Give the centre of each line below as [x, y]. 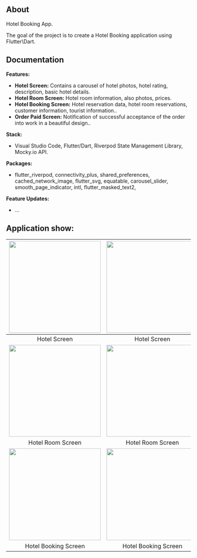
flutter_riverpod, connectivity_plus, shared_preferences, [82, 174]
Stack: [14, 134]
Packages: [19, 163]
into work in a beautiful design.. [52, 123]
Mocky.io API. [31, 152]
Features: [18, 74]
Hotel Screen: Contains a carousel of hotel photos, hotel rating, [91, 85]
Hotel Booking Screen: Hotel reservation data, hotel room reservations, [101, 104]
